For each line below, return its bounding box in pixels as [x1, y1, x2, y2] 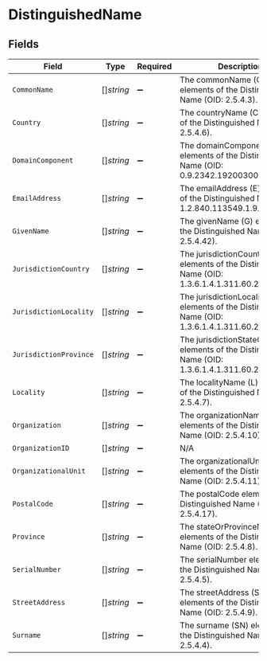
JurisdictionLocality [12, 307, 94, 316]
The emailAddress [180, 183, 248, 194]
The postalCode [180, 488, 240, 499]
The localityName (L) [180, 377, 258, 388]
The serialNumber [180, 554, 247, 565]
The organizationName [180, 410, 265, 420]
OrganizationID [12, 444, 70, 452]
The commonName [180, 74, 252, 85]
